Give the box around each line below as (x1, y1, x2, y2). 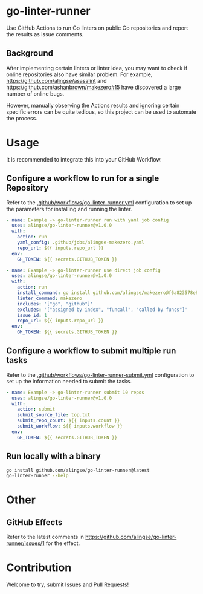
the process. (6, 114, 37, 122)
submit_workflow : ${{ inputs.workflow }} (17, 423, 123, 429)
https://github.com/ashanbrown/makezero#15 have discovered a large (6, 83, 181, 91)
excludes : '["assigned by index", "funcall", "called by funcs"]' (17, 307, 188, 313)
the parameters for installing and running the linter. (6, 205, 133, 212)
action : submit (17, 406, 56, 413)
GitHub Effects (6, 517, 63, 527)
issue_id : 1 (17, 312, 47, 318)
